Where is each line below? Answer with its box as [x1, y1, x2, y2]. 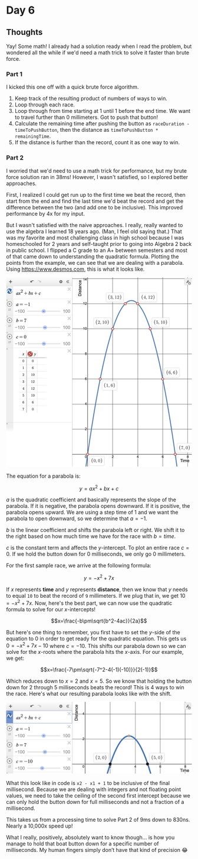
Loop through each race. [14, 101, 75, 108]
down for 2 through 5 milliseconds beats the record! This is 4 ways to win [6, 684, 184, 691]
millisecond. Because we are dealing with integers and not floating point [6, 786, 181, 793]
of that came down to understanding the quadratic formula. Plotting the [6, 252, 179, 260]
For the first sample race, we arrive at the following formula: [6, 562, 151, 569]
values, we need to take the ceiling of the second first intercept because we [6, 792, 190, 799]
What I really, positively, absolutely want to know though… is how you [6, 834, 175, 841]
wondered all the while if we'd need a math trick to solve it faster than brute [6, 49, 190, 56]
